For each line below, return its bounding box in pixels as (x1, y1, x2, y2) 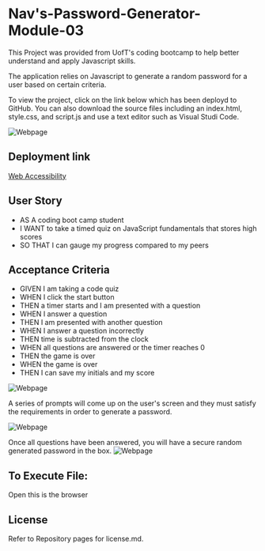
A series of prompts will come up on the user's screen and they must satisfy (8, 398, 257, 408)
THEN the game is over (19, 351, 96, 360)
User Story (8, 194, 62, 208)
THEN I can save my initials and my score (19, 368, 155, 378)
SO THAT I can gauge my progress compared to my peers (19, 240, 210, 250)
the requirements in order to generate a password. (8, 407, 172, 417)
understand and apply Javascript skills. (8, 56, 136, 66)
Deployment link (8, 150, 91, 164)
